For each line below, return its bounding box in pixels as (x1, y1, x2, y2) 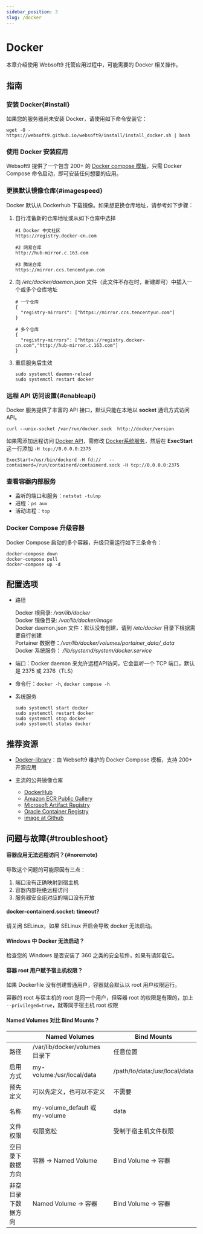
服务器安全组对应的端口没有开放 (14, 894, 95, 901)
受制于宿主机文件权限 (113, 1126, 174, 1135)
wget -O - (6, 128, 31, 134)
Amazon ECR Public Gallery (24, 795, 93, 803)
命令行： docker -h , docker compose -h (14, 680, 110, 688)
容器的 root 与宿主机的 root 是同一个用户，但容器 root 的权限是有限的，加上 (6, 994, 193, 1001)
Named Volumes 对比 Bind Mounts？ (6, 1016, 100, 1024)
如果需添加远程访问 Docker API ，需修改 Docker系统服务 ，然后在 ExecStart (6, 438, 193, 445)
